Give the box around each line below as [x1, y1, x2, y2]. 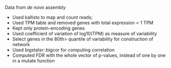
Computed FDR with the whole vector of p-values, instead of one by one [12, 52, 166, 58]
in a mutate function [12, 58, 55, 63]
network [12, 41, 30, 48]
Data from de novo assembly [5, 5, 66, 10]
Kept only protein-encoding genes [12, 25, 85, 31]
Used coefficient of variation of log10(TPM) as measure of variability [12, 31, 157, 36]
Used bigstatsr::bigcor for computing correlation [12, 47, 115, 53]
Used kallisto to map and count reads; [12, 14, 93, 20]
